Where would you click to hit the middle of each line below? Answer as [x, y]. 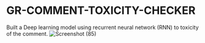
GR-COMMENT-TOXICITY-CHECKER [101, 11]
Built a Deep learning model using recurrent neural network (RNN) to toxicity [102, 27]
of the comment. [27, 33]
